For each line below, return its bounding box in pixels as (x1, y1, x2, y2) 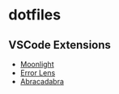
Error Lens (19, 68, 56, 78)
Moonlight (19, 59, 54, 69)
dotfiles (8, 6, 62, 24)
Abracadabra (19, 77, 65, 86)
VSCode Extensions (8, 38, 112, 52)
